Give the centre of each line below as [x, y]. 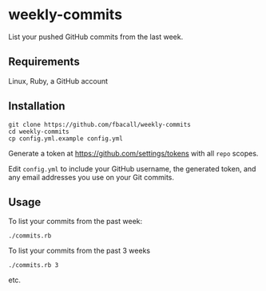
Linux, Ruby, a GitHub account [58, 81]
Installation [37, 106]
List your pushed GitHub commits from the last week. [96, 37]
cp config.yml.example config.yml [66, 138]
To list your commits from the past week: [75, 222]
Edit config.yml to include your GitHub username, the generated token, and [132, 168]
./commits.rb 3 [34, 265]
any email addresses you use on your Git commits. [91, 177]
